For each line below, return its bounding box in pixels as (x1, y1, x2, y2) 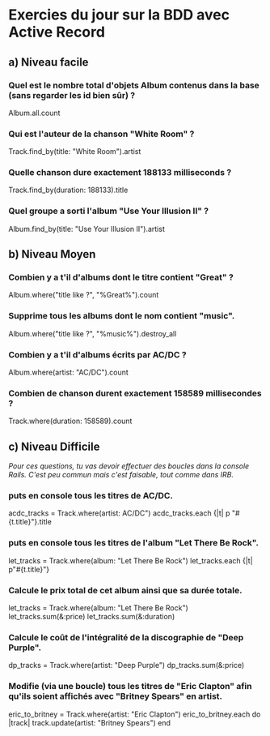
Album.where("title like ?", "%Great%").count (8, 290, 159, 300)
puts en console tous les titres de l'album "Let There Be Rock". (8, 537, 259, 549)
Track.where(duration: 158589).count (8, 416, 133, 426)
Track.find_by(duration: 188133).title (8, 185, 129, 195)
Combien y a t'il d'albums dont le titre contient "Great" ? (8, 272, 234, 283)
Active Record (8, 23, 105, 41)
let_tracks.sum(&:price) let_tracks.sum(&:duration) (8, 612, 175, 622)
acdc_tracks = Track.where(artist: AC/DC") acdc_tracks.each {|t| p (8, 508, 230, 518)
